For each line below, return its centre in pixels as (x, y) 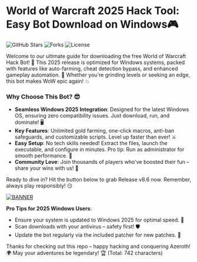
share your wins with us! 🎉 (46, 168)
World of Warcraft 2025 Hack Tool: (93, 11)
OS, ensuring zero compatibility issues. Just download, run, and (92, 116)
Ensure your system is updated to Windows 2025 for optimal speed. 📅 (99, 220)
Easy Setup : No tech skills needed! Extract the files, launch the (91, 143)
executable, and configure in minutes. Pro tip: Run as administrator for (99, 150)
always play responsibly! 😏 (39, 186)
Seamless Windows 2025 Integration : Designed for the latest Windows (102, 109)
